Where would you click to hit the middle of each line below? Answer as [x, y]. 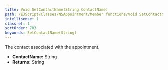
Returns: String [28, 62]
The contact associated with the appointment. [52, 47]
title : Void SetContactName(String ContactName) [57, 10]
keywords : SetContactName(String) [41, 33]
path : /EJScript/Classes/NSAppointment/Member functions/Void [71, 14]
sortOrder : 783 [21, 28]
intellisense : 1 [22, 19]
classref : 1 [17, 24]
